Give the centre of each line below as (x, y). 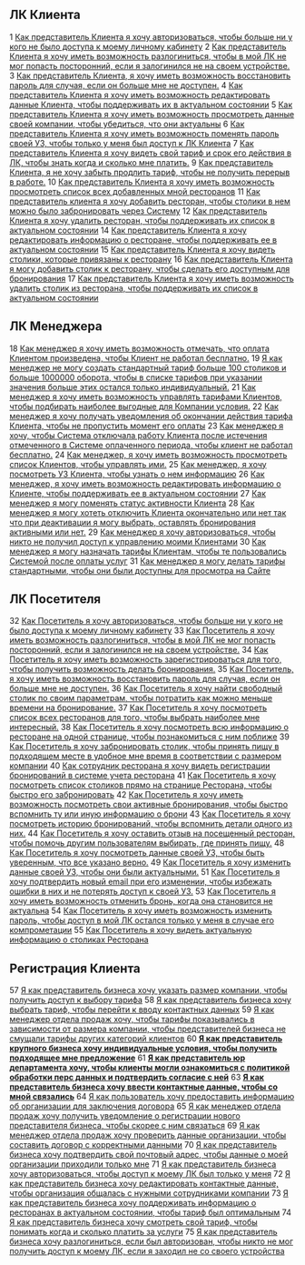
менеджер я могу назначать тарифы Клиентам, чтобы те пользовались (148, 551)
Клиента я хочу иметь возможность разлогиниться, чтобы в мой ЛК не (148, 56)
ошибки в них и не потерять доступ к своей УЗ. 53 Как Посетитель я (143, 891)
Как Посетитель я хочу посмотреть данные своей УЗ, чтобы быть (137, 853)
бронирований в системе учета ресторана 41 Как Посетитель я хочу (143, 776)
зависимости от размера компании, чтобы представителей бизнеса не (148, 1029)
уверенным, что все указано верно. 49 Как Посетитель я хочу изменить (150, 862)
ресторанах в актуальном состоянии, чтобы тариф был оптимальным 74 (151, 1212)
